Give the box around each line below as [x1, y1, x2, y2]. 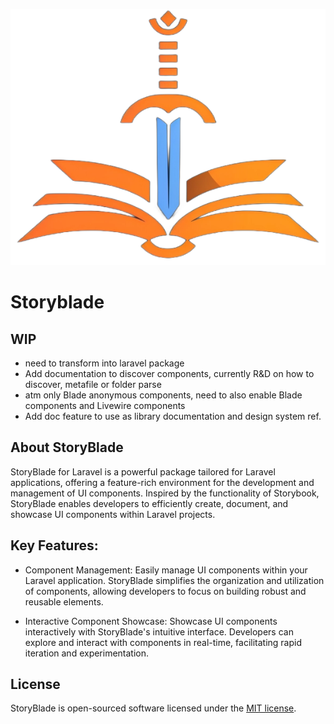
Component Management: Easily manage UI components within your [24, 564, 308, 576]
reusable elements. [24, 595, 104, 608]
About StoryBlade [10, 439, 124, 456]
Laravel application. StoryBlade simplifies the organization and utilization [24, 574, 325, 586]
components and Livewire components [24, 400, 186, 412]
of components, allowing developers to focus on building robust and [24, 585, 307, 597]
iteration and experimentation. [24, 647, 150, 659]
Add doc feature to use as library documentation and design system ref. [24, 410, 322, 423]
